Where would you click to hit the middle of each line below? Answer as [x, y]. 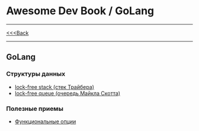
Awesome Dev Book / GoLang [80, 11]
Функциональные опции [45, 121]
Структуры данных [36, 74]
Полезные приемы [35, 108]
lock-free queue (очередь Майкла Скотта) [67, 93]
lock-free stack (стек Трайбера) [54, 87]
